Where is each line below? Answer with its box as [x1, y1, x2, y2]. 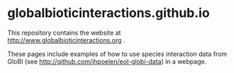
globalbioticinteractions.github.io [7, 5, 211, 21]
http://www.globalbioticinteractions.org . [7, 35, 126, 44]
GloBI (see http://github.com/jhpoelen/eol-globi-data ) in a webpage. [7, 57, 207, 65]
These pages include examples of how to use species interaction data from [7, 50, 228, 58]
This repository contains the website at [7, 28, 121, 37]
